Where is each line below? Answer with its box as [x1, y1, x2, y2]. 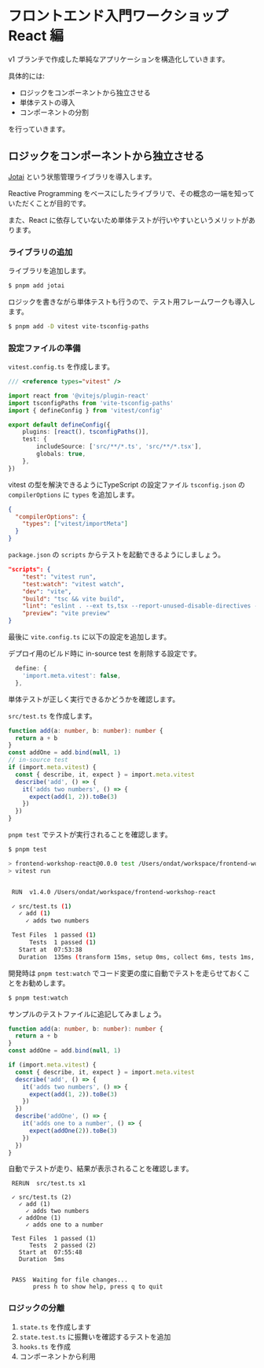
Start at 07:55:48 [18, 1248, 82, 1256]
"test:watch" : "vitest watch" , [22, 580, 125, 588]
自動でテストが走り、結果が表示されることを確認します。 [8, 1164, 194, 1174]
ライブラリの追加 [8, 246, 73, 257]
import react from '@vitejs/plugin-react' [8, 391, 149, 400]
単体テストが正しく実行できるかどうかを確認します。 [8, 694, 180, 704]
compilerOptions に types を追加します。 [8, 490, 139, 499]
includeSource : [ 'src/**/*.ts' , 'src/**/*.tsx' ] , [36, 442, 202, 451]
